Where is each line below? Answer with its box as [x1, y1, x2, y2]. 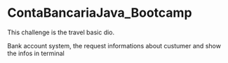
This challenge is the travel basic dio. [7, 28, 115, 36]
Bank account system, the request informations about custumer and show [7, 41, 221, 50]
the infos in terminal [7, 49, 65, 57]
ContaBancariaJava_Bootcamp [7, 5, 192, 21]
